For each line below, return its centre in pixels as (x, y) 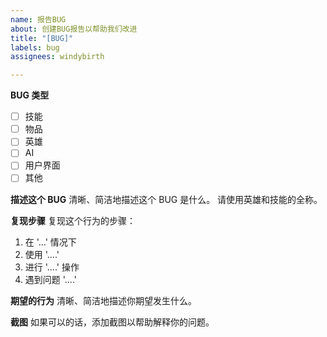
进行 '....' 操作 (52, 267)
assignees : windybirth (57, 57)
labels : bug (35, 47)
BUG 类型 (30, 95)
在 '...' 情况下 (50, 242)
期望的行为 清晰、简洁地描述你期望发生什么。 (103, 300)
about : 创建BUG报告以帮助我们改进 (74, 29)
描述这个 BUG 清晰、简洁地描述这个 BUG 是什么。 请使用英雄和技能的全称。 (166, 199)
